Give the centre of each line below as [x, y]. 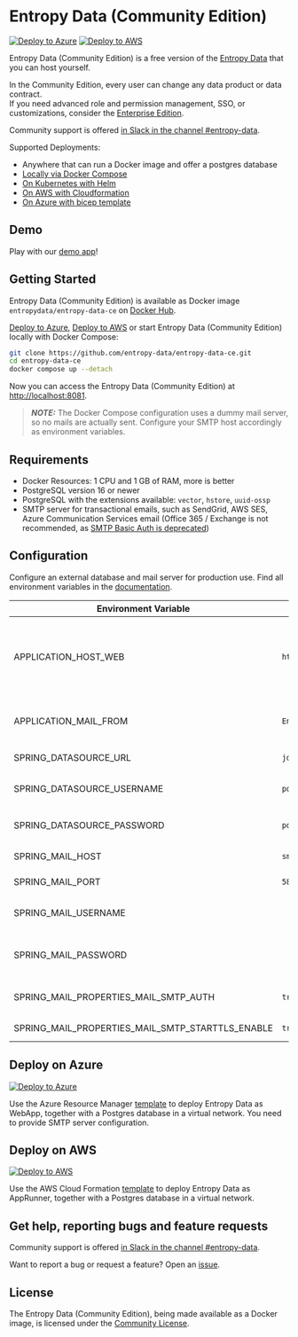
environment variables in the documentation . [91, 586]
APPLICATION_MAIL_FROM [71, 721]
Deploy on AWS [53, 1150]
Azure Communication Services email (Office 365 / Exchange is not [145, 519]
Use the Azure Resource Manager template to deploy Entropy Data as [136, 1103]
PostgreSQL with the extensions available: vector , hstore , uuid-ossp [146, 500]
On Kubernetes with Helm [69, 183]
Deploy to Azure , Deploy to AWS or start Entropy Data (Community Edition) [146, 327]
